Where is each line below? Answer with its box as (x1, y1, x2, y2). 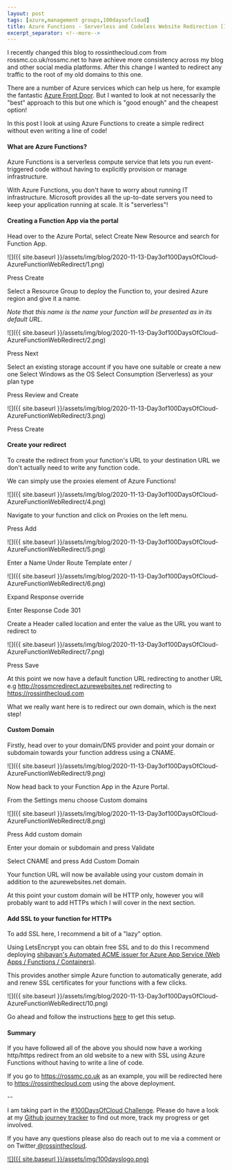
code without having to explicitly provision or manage (35, 165, 188, 174)
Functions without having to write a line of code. (7, 1059, 144, 1067)
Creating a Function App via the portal (7, 217, 119, 225)
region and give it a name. (7, 294, 81, 302)
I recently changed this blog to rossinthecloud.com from (7, 48, 167, 57)
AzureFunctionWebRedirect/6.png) (7, 579, 106, 587)
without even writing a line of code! (7, 127, 108, 135)
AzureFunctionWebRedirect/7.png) (7, 648, 105, 656)
